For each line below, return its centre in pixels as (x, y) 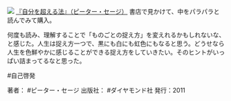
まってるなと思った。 (55, 61)
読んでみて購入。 (31, 20)
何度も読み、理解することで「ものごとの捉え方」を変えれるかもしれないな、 (116, 35)
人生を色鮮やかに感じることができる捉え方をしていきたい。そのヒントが (110, 52)
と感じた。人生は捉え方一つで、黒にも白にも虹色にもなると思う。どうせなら (116, 44)
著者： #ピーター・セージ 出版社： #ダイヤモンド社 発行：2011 (96, 90)
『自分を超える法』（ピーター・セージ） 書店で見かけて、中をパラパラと (118, 11)
